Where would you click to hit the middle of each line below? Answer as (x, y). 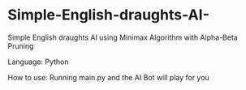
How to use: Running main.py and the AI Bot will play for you (109, 77)
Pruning (21, 45)
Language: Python (39, 62)
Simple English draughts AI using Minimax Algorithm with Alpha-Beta (123, 37)
